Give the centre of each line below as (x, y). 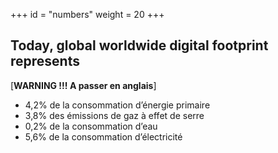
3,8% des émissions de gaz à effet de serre (114, 115)
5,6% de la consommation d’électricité (103, 136)
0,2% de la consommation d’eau (91, 126)
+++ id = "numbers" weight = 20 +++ (87, 14)
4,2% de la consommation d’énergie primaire (117, 105)
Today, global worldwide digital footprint (139, 45)
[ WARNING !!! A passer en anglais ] (83, 85)
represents (45, 61)
